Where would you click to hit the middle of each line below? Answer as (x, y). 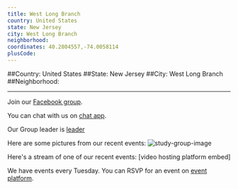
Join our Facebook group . (45, 102)
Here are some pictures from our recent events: (77, 143)
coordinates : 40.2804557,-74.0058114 (63, 47)
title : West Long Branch (44, 14)
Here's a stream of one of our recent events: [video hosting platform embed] (119, 156)
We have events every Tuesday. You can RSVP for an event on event (107, 171)
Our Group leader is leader (46, 129)
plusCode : (22, 54)
